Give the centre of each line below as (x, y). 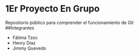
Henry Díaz (24, 42)
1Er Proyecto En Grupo (52, 9)
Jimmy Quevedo (29, 48)
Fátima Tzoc (25, 37)
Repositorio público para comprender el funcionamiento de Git (69, 22)
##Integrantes (20, 27)
